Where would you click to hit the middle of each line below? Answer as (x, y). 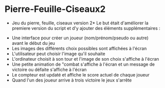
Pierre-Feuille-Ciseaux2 (55, 9)
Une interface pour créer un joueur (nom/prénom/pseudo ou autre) (80, 38)
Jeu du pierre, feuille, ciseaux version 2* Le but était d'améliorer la (80, 23)
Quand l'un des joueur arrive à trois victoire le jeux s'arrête (72, 80)
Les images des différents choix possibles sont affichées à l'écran (79, 48)
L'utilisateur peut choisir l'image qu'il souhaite (58, 54)
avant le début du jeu (33, 43)
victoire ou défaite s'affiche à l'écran (49, 69)
